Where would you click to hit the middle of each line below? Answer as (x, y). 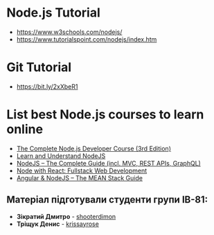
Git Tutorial (39, 68)
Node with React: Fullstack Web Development (82, 171)
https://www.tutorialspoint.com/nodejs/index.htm (87, 39)
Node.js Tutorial (54, 13)
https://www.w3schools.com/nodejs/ (69, 32)
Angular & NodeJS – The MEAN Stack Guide (80, 177)
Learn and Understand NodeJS (61, 156)
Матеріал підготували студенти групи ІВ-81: (107, 200)
